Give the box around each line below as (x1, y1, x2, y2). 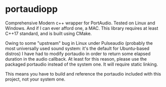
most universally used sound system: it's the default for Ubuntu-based (5, 45, 150, 51)
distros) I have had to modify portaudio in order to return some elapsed (5, 51, 151, 57)
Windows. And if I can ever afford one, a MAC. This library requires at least (5, 25, 159, 31)
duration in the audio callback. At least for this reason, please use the (5, 56, 147, 62)
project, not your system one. (5, 76, 66, 82)
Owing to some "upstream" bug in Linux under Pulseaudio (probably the (5, 40, 153, 46)
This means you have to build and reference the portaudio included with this (5, 71, 162, 77)
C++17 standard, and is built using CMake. (5, 30, 92, 36)
